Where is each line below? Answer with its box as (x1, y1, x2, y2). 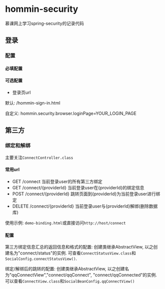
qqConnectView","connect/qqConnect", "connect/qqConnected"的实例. (11, 272, 157, 278)
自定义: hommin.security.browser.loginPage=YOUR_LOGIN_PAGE (5, 110, 137, 116)
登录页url (12, 90, 31, 96)
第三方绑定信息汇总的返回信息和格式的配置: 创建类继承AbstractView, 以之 (5, 244, 154, 250)
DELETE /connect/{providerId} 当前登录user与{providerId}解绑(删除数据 (12, 203, 158, 209)
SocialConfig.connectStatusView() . (5, 255, 77, 262)
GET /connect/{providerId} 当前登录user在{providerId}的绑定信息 (12, 184, 144, 190)
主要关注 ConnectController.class (5, 154, 73, 160)
